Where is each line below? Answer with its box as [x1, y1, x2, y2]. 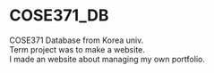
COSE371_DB [9, 5, 109, 26]
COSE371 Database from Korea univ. [9, 35, 144, 45]
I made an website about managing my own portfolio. [9, 53, 206, 64]
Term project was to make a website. [9, 44, 146, 54]
